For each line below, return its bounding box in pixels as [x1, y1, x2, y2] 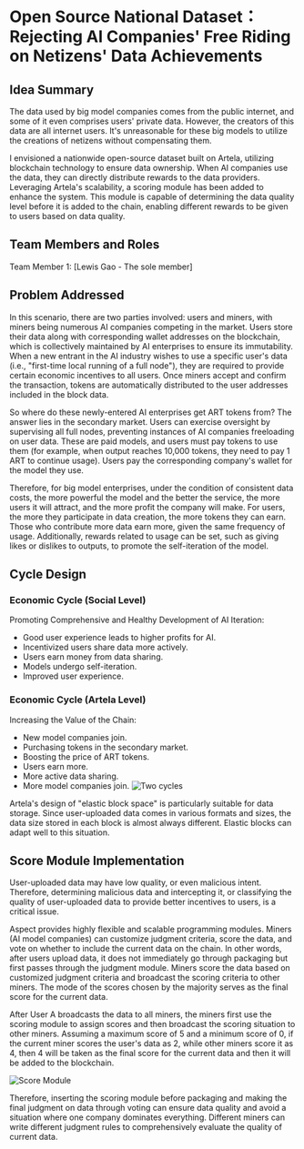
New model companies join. [22, 731, 127, 742]
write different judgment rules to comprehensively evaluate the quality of [9, 1122, 282, 1133]
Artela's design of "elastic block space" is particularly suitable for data [9, 798, 274, 809]
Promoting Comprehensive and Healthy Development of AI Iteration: [9, 614, 265, 626]
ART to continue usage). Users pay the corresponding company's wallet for [9, 455, 293, 466]
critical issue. [9, 906, 59, 917]
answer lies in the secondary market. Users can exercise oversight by [9, 416, 271, 427]
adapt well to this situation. [9, 827, 110, 838]
